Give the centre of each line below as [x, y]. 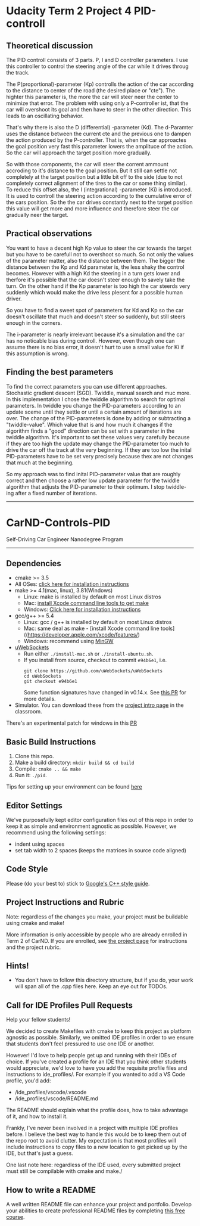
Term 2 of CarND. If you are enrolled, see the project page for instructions [97, 941]
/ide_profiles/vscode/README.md [56, 1098]
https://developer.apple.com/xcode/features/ [83, 635]
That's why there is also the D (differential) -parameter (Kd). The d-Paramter [100, 127]
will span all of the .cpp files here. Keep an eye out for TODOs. [91, 986]
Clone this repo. [34, 756]
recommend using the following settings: [56, 832]
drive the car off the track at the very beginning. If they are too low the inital [99, 450]
